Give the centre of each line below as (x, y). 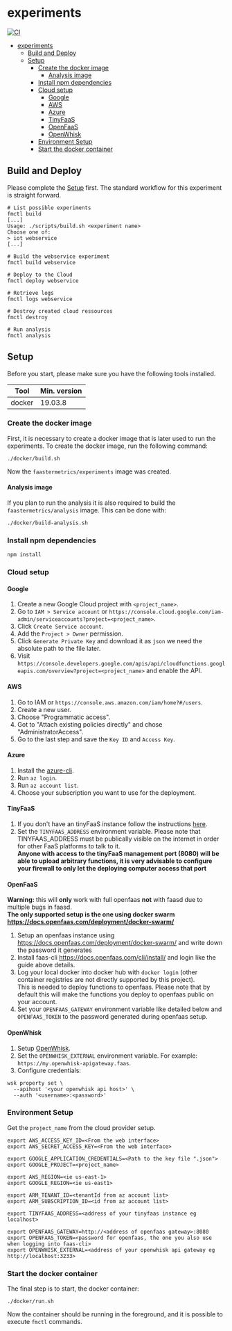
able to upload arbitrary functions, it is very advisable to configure (115, 861)
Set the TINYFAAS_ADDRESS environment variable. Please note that (109, 832)
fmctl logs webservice (40, 299)
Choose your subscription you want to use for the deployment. (106, 792)
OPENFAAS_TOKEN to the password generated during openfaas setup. (112, 1017)
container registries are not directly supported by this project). (106, 980)
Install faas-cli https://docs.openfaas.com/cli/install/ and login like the (116, 958)
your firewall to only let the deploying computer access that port (111, 869)
